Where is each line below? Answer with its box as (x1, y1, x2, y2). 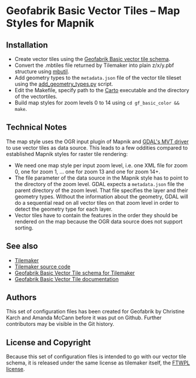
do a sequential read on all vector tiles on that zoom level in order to (14, 199, 179, 206)
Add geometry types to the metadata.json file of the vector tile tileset (14, 75, 181, 81)
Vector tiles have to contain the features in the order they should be (14, 211, 178, 218)
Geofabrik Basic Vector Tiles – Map (6, 4, 180, 18)
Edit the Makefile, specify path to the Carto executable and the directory (14, 87, 190, 93)
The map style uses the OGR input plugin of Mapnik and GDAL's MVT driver (6, 138, 189, 145)
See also (6, 241, 38, 251)
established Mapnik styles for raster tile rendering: (6, 150, 128, 157)
